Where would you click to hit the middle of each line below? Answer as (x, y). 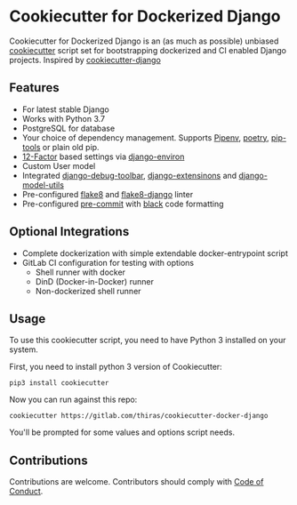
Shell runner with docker (80, 272)
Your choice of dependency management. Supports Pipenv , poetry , (145, 137)
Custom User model (59, 165)
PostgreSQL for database (68, 128)
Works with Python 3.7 (63, 118)
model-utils (43, 185)
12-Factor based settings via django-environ (103, 156)
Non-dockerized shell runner (88, 291)
